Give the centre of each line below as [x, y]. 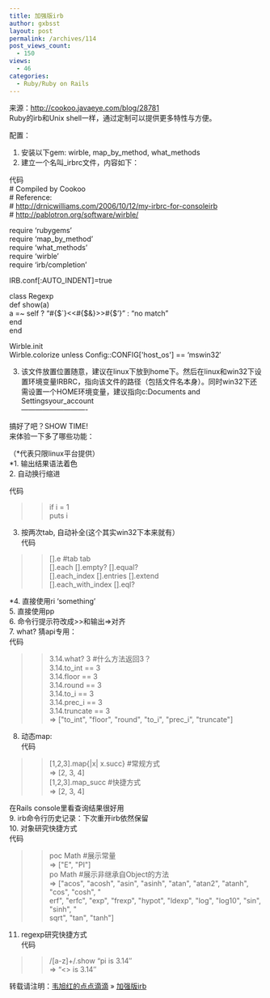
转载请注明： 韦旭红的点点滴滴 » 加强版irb [78, 986]
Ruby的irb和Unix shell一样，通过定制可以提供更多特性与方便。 [113, 117]
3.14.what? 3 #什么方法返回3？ [100, 658]
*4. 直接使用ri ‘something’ [53, 601]
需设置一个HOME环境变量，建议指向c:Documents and [110, 391]
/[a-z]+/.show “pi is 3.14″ [91, 961]
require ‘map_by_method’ [51, 239]
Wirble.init [26, 346]
